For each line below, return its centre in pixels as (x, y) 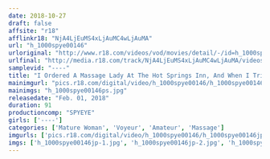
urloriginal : (30, 53)
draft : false (30, 23)
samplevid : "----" (39, 68)
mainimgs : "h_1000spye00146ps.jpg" (68, 90)
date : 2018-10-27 (37, 16)
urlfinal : (25, 61)
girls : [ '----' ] (35, 120)
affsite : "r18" (34, 31)
